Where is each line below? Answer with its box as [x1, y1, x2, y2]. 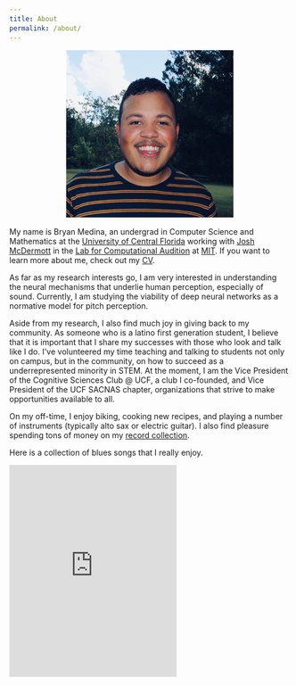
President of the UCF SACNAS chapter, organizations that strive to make [9, 384, 275, 394]
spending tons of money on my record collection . [9, 429, 190, 441]
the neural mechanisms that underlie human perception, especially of [9, 281, 264, 292]
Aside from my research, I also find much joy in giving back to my [9, 318, 250, 328]
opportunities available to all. [9, 393, 115, 404]
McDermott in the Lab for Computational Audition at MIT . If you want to [9, 245, 270, 256]
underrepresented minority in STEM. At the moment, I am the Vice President [9, 365, 289, 376]
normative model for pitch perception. [9, 300, 149, 311]
